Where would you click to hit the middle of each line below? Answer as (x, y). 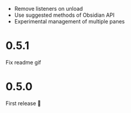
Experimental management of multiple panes (69, 21)
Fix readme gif (23, 62)
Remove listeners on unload (48, 9)
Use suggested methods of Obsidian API (64, 15)
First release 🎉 (23, 103)
